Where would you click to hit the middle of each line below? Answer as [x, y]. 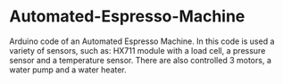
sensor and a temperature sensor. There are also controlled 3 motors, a [141, 60]
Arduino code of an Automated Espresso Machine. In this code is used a [142, 41]
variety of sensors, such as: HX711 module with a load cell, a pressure [137, 50]
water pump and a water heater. [68, 70]
